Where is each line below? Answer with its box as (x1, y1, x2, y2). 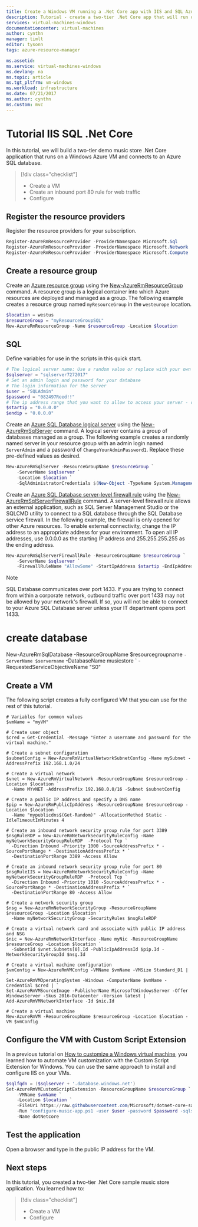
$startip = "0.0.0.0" (6, 405, 60, 411)
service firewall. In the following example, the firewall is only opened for (6, 516, 181, 523)
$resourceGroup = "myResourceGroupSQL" (6, 317, 104, 324)
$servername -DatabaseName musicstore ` (35, 657, 137, 664)
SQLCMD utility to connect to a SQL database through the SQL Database (6, 510, 183, 517)
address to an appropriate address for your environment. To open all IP (6, 528, 179, 536)
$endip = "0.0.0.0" (6, 410, 54, 416)
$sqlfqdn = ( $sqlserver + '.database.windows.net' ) (6, 1081, 136, 1086)
